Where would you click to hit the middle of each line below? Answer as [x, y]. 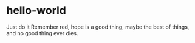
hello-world [36, 10]
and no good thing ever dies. [42, 33]
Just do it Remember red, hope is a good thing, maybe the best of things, [98, 27]
